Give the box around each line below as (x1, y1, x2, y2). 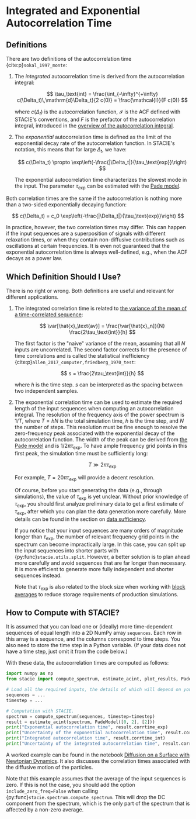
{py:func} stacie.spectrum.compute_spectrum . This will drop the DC (6, 793, 166, 800)
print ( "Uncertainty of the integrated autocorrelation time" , (6, 741, 160, 747)
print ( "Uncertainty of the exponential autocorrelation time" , (6, 730, 163, 736)
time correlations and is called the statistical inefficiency (14, 353, 150, 360)
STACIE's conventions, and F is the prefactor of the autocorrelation (14, 116, 176, 123)
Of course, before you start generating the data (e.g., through (14, 486, 163, 493)
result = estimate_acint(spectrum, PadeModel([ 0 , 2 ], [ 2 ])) (6, 719, 156, 725)
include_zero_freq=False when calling (6, 787, 98, 794)
